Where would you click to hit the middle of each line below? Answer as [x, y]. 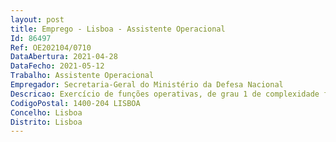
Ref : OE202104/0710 [51, 47]
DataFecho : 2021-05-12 [57, 66]
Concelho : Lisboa [46, 112]
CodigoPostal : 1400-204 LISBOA [75, 103]
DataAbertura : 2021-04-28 [64, 57]
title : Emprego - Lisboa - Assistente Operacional [118, 29]
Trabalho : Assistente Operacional [82, 76]
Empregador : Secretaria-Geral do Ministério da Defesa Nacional [147, 85]
